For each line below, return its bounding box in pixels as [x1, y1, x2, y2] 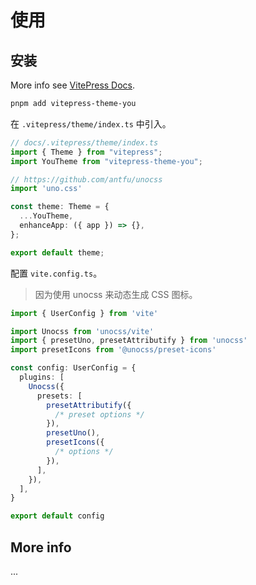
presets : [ [36, 391, 83, 401]
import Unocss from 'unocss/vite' [10, 326, 155, 336]
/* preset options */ [54, 409, 145, 420]
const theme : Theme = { [10, 202, 110, 212]
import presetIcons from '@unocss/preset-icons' [10, 345, 217, 355]
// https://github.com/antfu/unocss [10, 174, 163, 185]
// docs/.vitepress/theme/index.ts [10, 137, 159, 148]
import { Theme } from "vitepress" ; [10, 147, 163, 157]
